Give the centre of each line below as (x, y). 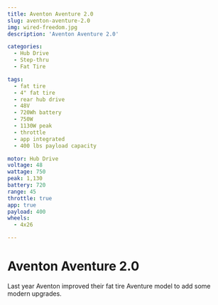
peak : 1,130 (25, 179)
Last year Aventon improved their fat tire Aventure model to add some (109, 286)
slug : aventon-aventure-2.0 (49, 21)
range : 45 (22, 192)
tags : (15, 79)
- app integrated (39, 139)
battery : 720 (27, 185)
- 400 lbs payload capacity (55, 146)
